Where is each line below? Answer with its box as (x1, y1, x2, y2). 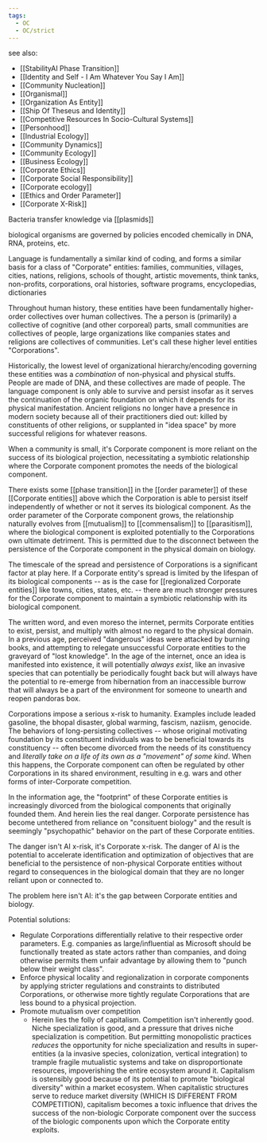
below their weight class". (19, 964, 105, 974)
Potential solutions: (8, 915, 71, 924)
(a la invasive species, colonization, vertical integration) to (57, 1049, 248, 1058)
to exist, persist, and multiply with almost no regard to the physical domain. (8, 626, 254, 636)
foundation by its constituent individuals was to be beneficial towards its (8, 735, 245, 744)
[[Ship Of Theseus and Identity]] (19, 106, 126, 116)
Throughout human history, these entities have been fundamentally (8, 304, 228, 313)
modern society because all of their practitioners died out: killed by (8, 412, 228, 422)
